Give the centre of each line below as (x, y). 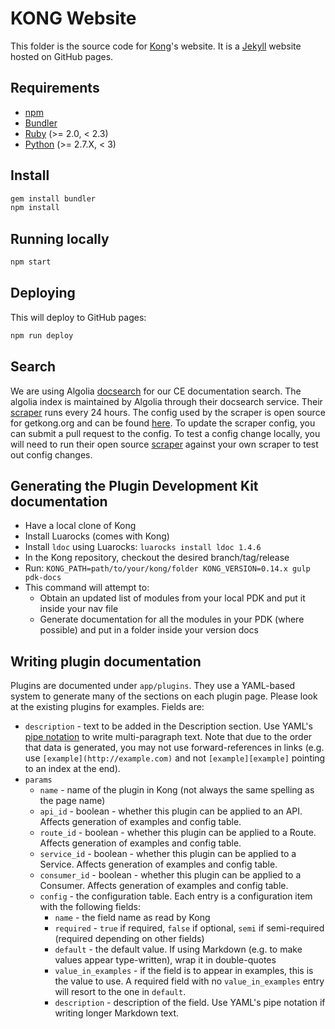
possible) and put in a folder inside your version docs (149, 630)
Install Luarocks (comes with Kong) (97, 536)
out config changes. (51, 454)
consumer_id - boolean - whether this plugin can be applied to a (170, 875)
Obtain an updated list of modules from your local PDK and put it (172, 598)
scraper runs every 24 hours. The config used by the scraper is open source (168, 412)
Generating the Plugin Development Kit (134, 485)
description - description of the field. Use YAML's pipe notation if (190, 1003)
